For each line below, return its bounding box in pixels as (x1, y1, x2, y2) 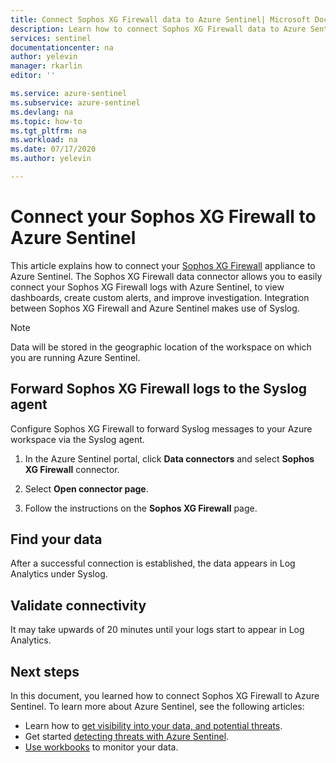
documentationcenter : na (10, 42, 114, 53)
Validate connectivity (10, 597, 147, 614)
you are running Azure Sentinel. (10, 351, 141, 363)
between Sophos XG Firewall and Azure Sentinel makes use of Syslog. (10, 302, 300, 314)
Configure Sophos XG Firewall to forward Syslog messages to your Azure (10, 422, 313, 435)
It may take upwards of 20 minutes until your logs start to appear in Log (10, 624, 305, 636)
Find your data (10, 531, 103, 548)
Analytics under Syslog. (10, 568, 108, 580)
